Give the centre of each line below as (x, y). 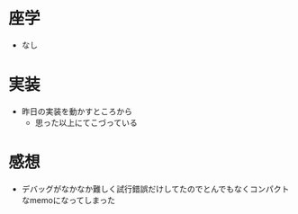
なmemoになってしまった (68, 200)
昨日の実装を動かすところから (77, 111)
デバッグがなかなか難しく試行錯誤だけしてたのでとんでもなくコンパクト (155, 189)
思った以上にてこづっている (86, 122)
